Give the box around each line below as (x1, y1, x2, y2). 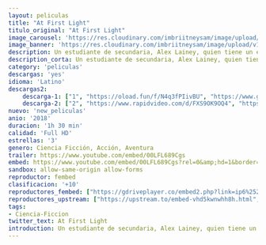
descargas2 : (8, 85, 47, 93)
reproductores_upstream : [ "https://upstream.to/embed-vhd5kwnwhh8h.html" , (8, 195, 260, 203)
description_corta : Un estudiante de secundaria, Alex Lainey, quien (8, 56, 243, 64)
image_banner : (8, 41, 55, 49)
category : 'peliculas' (8, 63, 83, 71)
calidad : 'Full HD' (8, 129, 73, 137)
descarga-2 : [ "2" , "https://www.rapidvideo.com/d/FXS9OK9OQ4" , (22, 100, 236, 107)
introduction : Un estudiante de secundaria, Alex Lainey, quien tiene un (8, 224, 257, 233)
